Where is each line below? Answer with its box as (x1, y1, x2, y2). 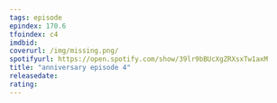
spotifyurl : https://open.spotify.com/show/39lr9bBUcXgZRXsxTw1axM (9, 55, 269, 64)
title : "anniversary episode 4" (9, 64, 131, 73)
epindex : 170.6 (9, 21, 67, 30)
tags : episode (9, 13, 63, 22)
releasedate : (9, 72, 59, 81)
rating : (9, 80, 39, 89)
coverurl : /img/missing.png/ (9, 47, 119, 56)
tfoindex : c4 (9, 30, 59, 39)
